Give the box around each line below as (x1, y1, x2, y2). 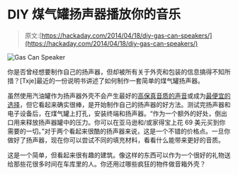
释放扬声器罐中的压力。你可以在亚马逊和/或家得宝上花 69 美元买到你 (25, 118, 226, 126)
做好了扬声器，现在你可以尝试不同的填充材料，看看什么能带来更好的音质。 (7, 135, 225, 144)
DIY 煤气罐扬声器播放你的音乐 (7, 6, 181, 23)
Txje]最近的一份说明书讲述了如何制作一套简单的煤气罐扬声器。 (22, 76, 204, 85)
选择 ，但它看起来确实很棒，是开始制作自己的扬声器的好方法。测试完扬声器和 (7, 100, 231, 108)
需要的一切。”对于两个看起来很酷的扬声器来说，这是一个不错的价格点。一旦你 (7, 127, 231, 135)
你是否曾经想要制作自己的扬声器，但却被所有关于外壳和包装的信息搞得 (7, 67, 212, 76)
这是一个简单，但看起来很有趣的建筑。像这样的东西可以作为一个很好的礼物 (7, 150, 225, 159)
